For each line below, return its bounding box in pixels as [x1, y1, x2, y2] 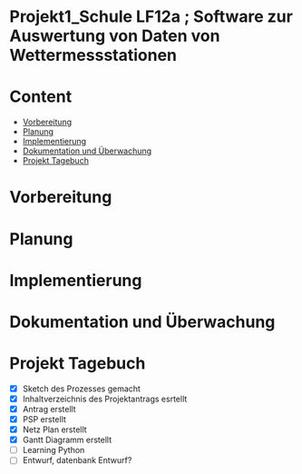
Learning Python [22, 445, 85, 456]
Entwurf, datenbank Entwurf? [22, 455, 132, 466]
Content [9, 86, 73, 107]
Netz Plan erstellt [22, 424, 88, 435]
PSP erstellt [22, 414, 66, 424]
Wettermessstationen [9, 45, 178, 65]
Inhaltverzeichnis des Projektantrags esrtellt [22, 393, 188, 404]
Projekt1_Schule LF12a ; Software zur [9, 6, 293, 27]
